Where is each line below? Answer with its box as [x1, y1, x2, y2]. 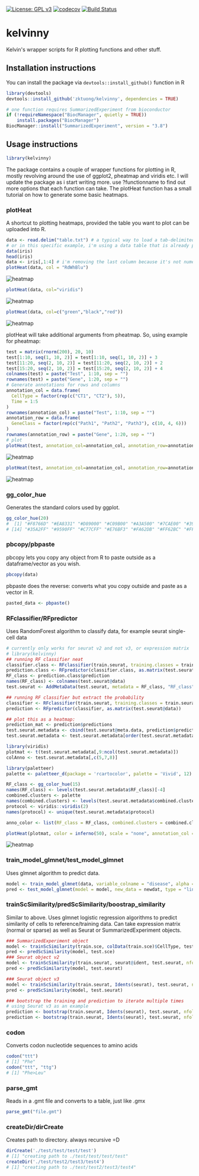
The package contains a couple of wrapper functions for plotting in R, [6, 166, 176, 173]
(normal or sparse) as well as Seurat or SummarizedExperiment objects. [6, 926, 182, 934]
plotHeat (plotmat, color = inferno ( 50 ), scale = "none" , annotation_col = [6, 830, 195, 836]
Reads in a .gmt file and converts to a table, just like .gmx [6, 1097, 146, 1105]
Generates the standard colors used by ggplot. [6, 504, 120, 511]
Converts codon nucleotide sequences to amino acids [6, 1042, 138, 1049]
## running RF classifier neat [6, 656, 84, 662]
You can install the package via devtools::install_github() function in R [6, 79, 185, 86]
